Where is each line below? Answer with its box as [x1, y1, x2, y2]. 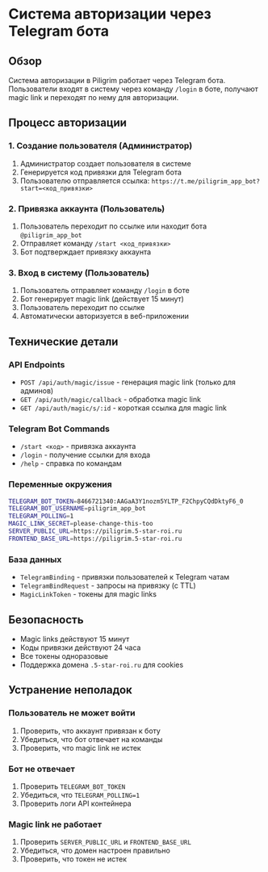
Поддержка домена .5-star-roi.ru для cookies [19, 660, 184, 669]
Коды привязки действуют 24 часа [19, 643, 141, 652]
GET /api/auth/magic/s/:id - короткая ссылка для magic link [19, 403, 228, 413]
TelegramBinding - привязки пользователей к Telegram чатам [19, 572, 230, 582]
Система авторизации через [8, 5, 211, 23]
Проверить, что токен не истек [19, 854, 128, 864]
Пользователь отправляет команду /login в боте [19, 286, 190, 296]
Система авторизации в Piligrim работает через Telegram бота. [8, 76, 226, 85]
